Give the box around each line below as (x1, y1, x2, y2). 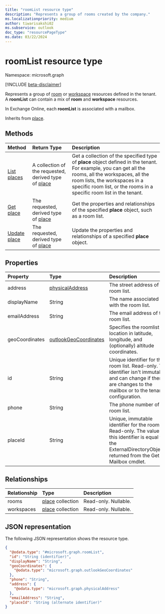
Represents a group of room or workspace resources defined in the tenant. (5, 91, 157, 97)
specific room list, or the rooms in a (72, 183, 153, 190)
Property (7, 273, 29, 280)
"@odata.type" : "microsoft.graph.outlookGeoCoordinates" (14, 568, 133, 573)
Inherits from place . (5, 115, 45, 121)
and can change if (109, 375, 151, 382)
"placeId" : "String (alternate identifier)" (9, 600, 102, 605)
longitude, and (109, 336, 142, 343)
